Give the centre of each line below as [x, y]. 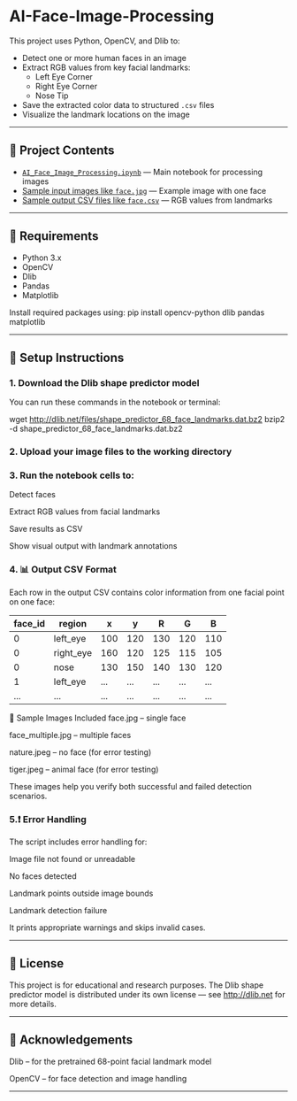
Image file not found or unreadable [72, 859]
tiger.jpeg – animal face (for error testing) [84, 769]
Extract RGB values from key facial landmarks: [106, 67]
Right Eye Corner [66, 86]
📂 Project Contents [62, 151]
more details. [33, 1004]
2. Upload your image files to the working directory [121, 451]
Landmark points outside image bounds [81, 893]
